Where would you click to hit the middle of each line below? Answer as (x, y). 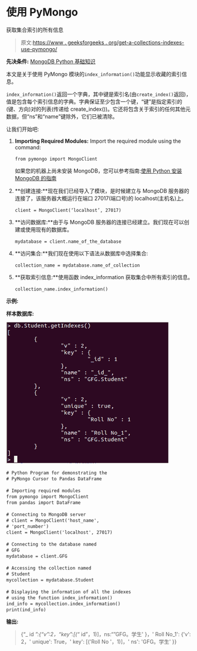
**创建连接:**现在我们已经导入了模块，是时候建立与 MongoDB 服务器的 (102, 190)
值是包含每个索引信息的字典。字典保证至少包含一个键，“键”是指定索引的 (94, 101)
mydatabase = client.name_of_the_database (68, 242)
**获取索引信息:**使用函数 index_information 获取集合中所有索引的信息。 (104, 277)
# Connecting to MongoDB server (46, 514)
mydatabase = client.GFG (37, 556)
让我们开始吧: (23, 129)
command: (28, 147)
